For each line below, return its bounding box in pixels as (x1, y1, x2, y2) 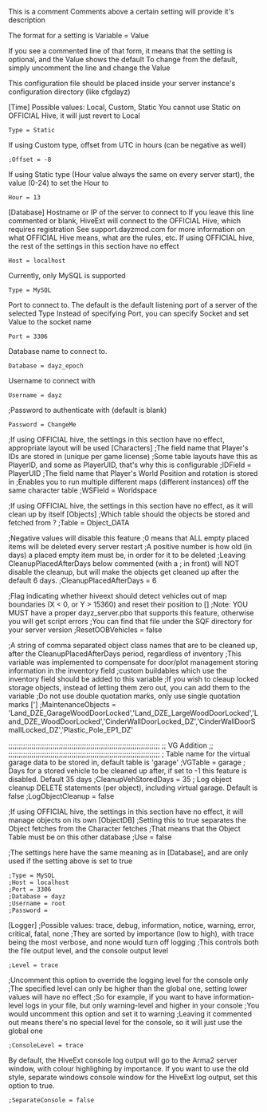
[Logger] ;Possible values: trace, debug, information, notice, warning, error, (8, 921, 257, 929)
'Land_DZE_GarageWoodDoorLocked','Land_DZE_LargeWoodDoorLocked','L (8, 709, 259, 717)
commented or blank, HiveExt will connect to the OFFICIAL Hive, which (8, 216, 241, 226)
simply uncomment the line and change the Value (8, 63, 171, 73)
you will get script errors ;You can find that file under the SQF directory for (8, 617, 253, 626)
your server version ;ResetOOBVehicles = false (8, 625, 163, 635)
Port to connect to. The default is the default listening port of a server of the (8, 301, 257, 309)
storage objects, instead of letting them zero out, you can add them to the (8, 683, 250, 692)
